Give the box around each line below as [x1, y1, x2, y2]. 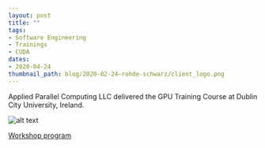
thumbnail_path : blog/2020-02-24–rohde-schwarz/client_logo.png [8, 70, 225, 78]
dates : [8, 56, 30, 64]
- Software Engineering [8, 33, 87, 42]
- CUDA [8, 48, 30, 56]
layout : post [8, 11, 51, 20]
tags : [8, 26, 26, 34]
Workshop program [8, 131, 72, 140]
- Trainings [8, 41, 47, 49]
